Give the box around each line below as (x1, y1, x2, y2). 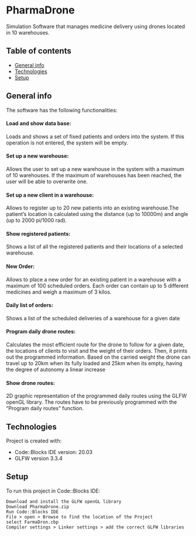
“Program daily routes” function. (6, 405, 84, 412)
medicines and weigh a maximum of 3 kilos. (6, 288, 112, 296)
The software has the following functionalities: (6, 106, 118, 114)
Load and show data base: (6, 120, 71, 127)
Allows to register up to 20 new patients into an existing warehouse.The (6, 204, 179, 211)
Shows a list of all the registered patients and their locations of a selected (6, 243, 183, 250)
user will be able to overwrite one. (6, 178, 88, 185)
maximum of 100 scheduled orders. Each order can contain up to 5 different (6, 282, 189, 289)
